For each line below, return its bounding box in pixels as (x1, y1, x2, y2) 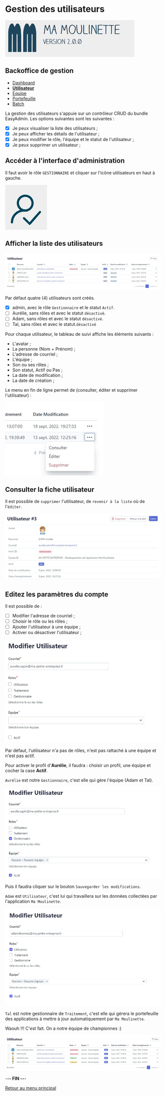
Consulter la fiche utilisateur (5, 485, 95, 494)
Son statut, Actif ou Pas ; (12, 367, 63, 373)
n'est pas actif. (5, 753, 35, 759)
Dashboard (12, 80, 35, 86)
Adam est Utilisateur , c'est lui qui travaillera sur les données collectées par (5, 893, 158, 899)
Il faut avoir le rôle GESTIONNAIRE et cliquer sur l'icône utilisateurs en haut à (5, 170, 155, 176)
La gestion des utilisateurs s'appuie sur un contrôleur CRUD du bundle (5, 110, 148, 116)
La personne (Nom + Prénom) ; (12, 346, 75, 352)
